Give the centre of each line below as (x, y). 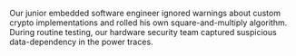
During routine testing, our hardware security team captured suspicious (143, 32)
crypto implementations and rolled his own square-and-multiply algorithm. (148, 23)
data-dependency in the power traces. (81, 42)
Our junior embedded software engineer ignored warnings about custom (145, 13)
